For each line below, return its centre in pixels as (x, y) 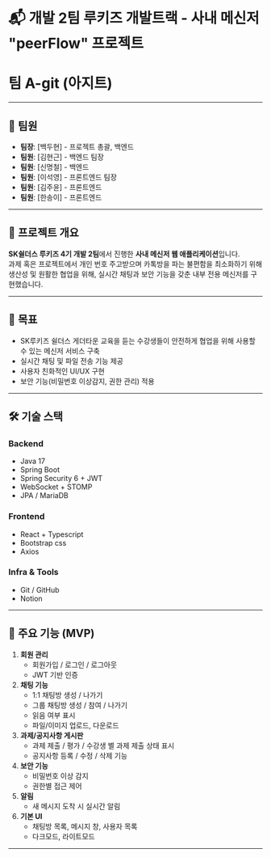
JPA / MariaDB (44, 496)
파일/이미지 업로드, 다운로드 (75, 725)
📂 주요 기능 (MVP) (52, 633)
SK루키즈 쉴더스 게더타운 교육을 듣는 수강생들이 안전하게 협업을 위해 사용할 (138, 340)
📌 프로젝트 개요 (44, 233)
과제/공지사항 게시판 (52, 735)
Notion (31, 598)
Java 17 (33, 461)
